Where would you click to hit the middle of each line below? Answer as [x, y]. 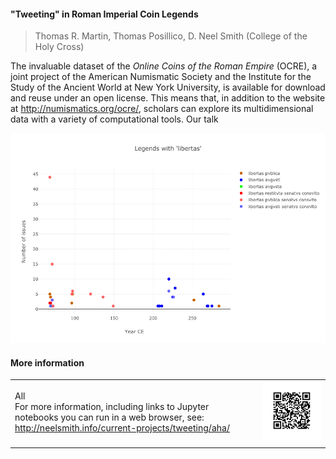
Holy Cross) [59, 47]
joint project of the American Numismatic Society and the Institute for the [161, 77]
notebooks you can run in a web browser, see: [109, 417]
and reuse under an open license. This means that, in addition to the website [168, 98]
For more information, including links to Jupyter [112, 406]
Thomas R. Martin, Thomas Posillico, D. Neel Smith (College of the [171, 36]
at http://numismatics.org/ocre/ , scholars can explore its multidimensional [162, 109]
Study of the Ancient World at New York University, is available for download [168, 87]
